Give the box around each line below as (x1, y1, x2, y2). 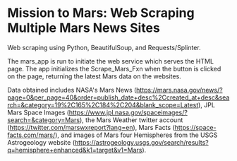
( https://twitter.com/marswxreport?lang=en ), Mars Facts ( (7, 123, 175, 131)
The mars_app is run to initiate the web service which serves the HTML (7, 56, 214, 65)
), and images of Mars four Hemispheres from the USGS (55, 131, 218, 139)
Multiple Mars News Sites (7, 20, 160, 36)
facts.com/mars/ (7, 131, 56, 139)
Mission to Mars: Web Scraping (7, 5, 195, 21)
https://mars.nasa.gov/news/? (136, 85, 224, 94)
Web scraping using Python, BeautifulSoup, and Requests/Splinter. (7, 43, 201, 52)
